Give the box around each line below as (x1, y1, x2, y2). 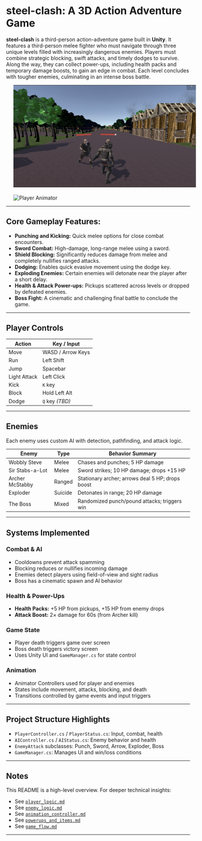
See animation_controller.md (14, 811, 86, 818)
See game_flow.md (14, 823, 57, 830)
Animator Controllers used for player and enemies (14, 679, 135, 686)
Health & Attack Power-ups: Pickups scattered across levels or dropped (14, 282, 190, 289)
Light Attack (8, 373, 38, 380)
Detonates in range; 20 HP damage (78, 489, 162, 496)
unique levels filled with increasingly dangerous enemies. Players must (6, 48, 176, 55)
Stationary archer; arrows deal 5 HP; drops (78, 475, 180, 482)
